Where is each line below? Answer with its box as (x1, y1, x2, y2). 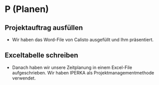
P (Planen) (5, 3, 49, 15)
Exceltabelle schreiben (5, 51, 79, 59)
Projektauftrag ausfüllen (5, 23, 83, 32)
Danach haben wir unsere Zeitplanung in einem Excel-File (12, 64, 132, 70)
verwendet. (12, 75, 36, 81)
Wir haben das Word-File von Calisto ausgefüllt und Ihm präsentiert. (12, 36, 154, 42)
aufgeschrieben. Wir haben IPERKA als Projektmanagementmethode (12, 69, 154, 75)
